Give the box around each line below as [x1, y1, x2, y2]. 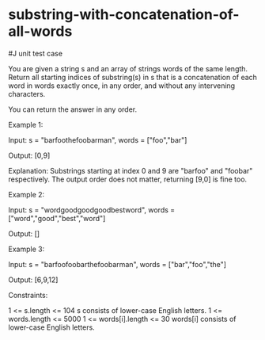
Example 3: [8, 244, 45, 254]
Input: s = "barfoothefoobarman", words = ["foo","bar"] [8, 135, 187, 144]
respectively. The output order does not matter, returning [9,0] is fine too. [8, 174, 248, 184]
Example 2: [8, 189, 45, 199]
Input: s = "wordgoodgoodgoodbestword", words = [8, 204, 176, 215]
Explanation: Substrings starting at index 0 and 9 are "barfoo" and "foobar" [8, 166, 253, 175]
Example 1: [8, 120, 44, 129]
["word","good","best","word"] [8, 213, 106, 223]
